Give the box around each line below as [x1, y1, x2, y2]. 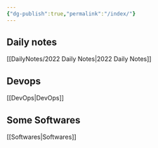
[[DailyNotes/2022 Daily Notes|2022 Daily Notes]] [6, 55, 152, 63]
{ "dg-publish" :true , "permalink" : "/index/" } [6, 10, 136, 18]
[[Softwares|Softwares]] [6, 133, 77, 141]
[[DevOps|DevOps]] [6, 94, 65, 102]
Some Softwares [6, 114, 81, 126]
